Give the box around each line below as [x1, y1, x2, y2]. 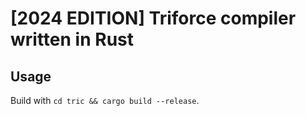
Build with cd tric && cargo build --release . [10, 95, 200, 106]
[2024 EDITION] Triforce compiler [10, 7, 297, 30]
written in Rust [10, 28, 134, 51]
